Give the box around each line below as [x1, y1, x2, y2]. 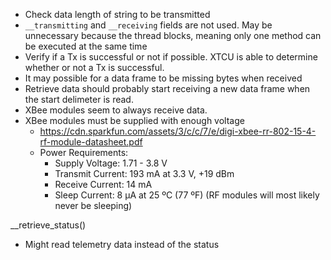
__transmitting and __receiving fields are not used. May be [24, 19, 273, 31]
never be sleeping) [54, 200, 133, 211]
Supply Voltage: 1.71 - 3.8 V [54, 157, 168, 169]
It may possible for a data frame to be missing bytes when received [24, 72, 303, 84]
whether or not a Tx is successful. [24, 62, 165, 73]
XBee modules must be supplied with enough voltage [24, 115, 245, 126]
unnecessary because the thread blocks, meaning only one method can [24, 30, 322, 41]
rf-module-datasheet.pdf [39, 136, 143, 148]
